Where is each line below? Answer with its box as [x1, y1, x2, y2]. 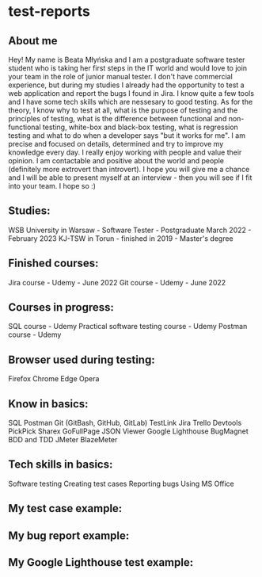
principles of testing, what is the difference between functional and [8, 114, 227, 123]
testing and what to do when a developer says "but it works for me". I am [8, 131, 245, 140]
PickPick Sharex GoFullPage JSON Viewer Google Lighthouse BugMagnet [8, 426, 249, 436]
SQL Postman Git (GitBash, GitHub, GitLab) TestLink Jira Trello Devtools [8, 418, 242, 428]
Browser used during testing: [8, 353, 156, 366]
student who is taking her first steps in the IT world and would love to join [8, 63, 248, 73]
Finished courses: [8, 257, 99, 270]
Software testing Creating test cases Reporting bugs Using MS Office [8, 479, 235, 488]
